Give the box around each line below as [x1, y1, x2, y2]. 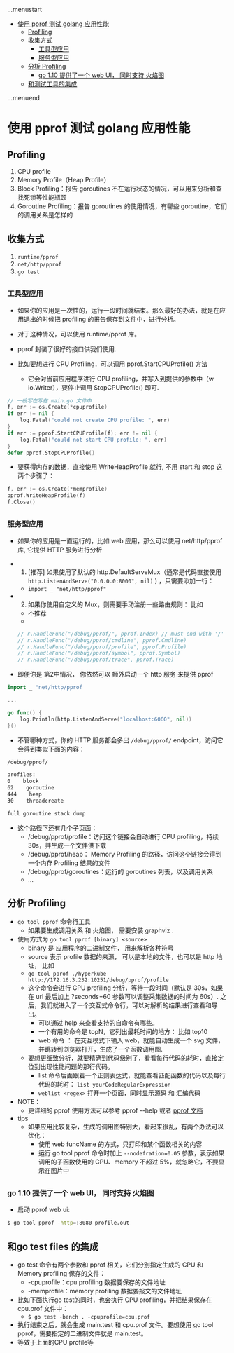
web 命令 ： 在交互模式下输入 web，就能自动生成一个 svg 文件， [38, 1036, 225, 1045]
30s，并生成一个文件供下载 [27, 841, 107, 850]
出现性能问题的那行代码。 [40, 1062, 114, 1070]
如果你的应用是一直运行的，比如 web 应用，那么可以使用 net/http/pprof [17, 536, 223, 545]
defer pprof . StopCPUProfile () [7, 449, 96, 456]
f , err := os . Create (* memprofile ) [7, 486, 108, 493]
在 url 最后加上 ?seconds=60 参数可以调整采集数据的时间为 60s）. [27, 992, 219, 1000]
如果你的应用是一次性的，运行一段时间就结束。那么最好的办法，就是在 [17, 306, 220, 314]
